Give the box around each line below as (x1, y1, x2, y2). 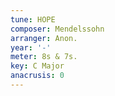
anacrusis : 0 (10, 71, 65, 81)
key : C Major (10, 61, 65, 71)
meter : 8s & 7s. (10, 52, 78, 62)
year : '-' (10, 42, 52, 53)
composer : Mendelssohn (10, 24, 105, 34)
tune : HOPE (10, 14, 56, 25)
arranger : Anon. (10, 33, 78, 43)
